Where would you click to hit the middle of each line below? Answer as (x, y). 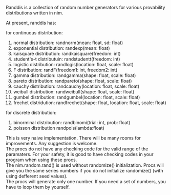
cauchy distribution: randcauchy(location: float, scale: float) (76, 86)
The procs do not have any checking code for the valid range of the (77, 149)
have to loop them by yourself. (38, 187)
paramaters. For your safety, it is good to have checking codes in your (80, 154)
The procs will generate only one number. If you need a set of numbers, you (86, 181)
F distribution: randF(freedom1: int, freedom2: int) (65, 70)
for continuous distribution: (34, 33)
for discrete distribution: (31, 113)
